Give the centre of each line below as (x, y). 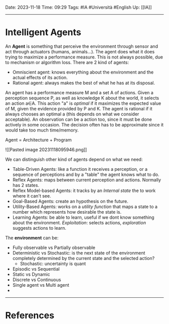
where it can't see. (32, 196)
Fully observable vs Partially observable (54, 247)
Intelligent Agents (43, 33)
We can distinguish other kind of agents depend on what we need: (74, 159)
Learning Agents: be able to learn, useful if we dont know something (83, 217)
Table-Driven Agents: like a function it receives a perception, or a (80, 169)
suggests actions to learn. (39, 228)
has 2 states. (26, 185)
